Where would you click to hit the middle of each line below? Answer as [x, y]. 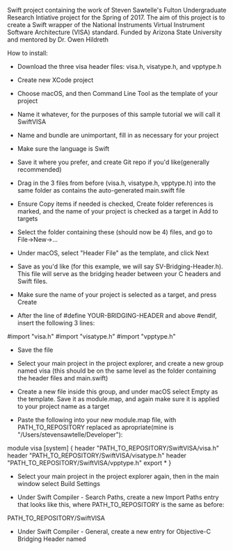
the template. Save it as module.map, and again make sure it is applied [118, 399]
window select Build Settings [59, 484]
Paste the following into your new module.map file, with [97, 420]
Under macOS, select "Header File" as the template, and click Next [113, 253]
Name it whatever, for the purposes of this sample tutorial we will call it [119, 114]
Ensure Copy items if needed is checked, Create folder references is [115, 204]
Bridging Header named [51, 539]
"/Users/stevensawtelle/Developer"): [70, 435]
